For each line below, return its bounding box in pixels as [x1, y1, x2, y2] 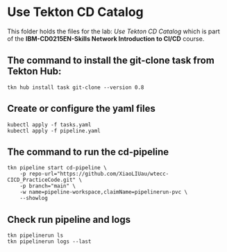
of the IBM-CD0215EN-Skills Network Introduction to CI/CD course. [7, 34, 205, 42]
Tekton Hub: [7, 65, 62, 77]
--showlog [19, 195, 49, 202]
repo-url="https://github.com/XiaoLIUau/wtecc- [28, 171, 169, 178]
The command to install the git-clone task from [7, 55, 215, 67]
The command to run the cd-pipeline [7, 146, 169, 158]
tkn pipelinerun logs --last [7, 238, 92, 245]
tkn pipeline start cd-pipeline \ [7, 165, 108, 171]
